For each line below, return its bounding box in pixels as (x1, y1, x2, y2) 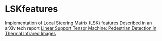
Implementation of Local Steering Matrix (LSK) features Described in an (5, 20, 152, 26)
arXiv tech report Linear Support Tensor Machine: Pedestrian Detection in (5, 25, 157, 31)
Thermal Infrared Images (5, 30, 56, 36)
